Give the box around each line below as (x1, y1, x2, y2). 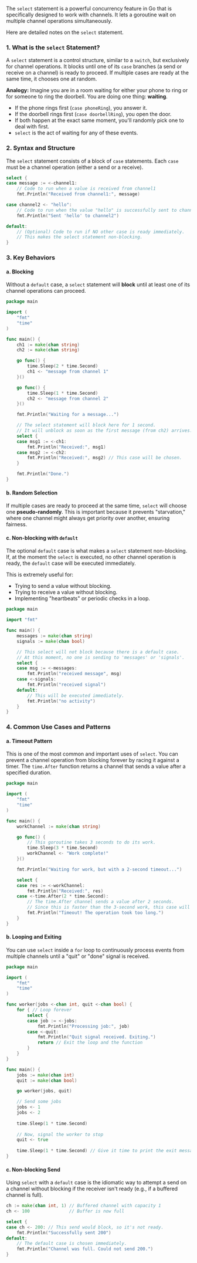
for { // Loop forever (16, 1007, 72, 1013)
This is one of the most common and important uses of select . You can (6, 750, 179, 757)
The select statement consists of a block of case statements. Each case (6, 157, 179, 164)
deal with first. (14, 123, 50, 130)
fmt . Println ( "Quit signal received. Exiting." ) (37, 1034, 157, 1040)
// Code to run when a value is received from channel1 (16, 186, 157, 192)
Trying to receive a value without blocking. (14, 589, 118, 596)
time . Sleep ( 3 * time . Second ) (27, 845, 98, 851)
